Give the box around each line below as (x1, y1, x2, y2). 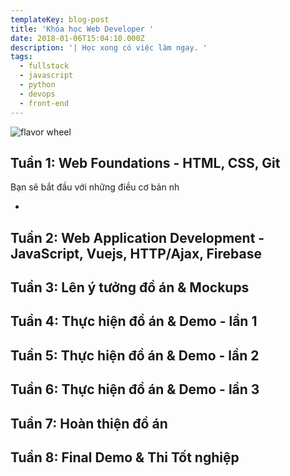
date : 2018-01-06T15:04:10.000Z (10, 33, 145, 43)
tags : (10, 52, 33, 62)
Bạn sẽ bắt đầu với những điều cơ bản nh (10, 181, 180, 193)
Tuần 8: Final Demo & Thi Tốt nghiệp (10, 449, 240, 466)
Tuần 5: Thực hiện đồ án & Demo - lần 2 (10, 347, 260, 364)
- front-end (19, 98, 70, 108)
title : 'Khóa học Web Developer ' (10, 24, 155, 34)
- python (19, 80, 56, 90)
